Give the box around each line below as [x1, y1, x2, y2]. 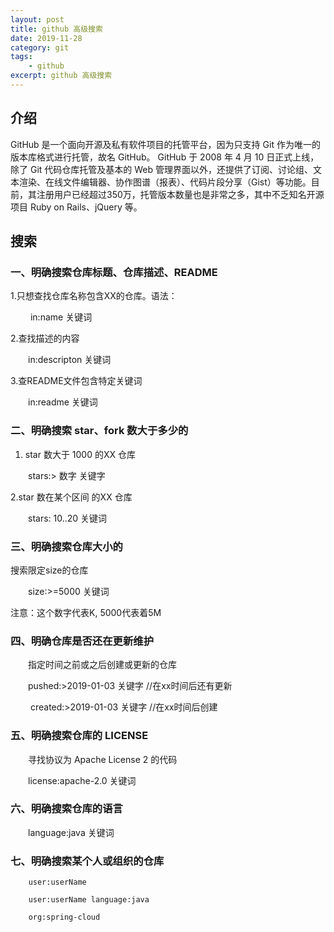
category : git [10, 42, 70, 53]
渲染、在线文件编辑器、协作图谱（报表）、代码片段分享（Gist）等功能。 [18, 176, 312, 188]
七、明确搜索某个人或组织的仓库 [10, 854, 165, 868]
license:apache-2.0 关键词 [27, 774, 137, 786]
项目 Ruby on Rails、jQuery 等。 [10, 201, 143, 213]
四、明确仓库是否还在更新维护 [10, 634, 155, 648]
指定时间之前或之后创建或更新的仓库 [27, 659, 177, 671]
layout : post [10, 14, 65, 25]
